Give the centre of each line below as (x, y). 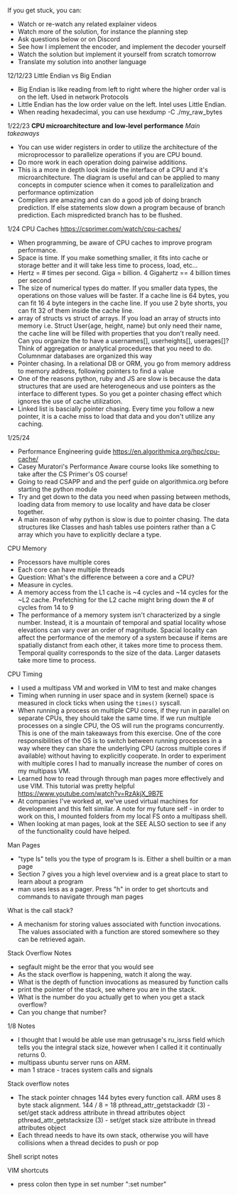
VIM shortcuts (28, 1170)
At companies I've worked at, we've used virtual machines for (108, 801)
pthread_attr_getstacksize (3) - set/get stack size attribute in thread (117, 1120)
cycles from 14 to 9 (45, 607)
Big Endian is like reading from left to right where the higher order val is (122, 89)
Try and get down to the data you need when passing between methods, (124, 497)
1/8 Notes (21, 1026)
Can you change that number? (62, 1012)
